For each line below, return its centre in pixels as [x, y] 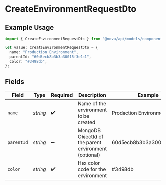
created [86, 122]
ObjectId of [90, 137]
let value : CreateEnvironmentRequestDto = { [52, 47]
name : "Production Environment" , [44, 52]
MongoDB [89, 131]
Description [92, 95]
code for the [92, 169]
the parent [89, 143]
